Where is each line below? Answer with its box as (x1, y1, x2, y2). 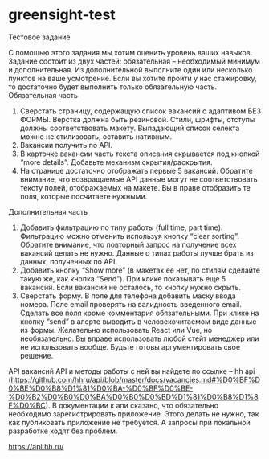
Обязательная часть (8, 90, 79, 100)
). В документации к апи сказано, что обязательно (45, 400, 219, 410)
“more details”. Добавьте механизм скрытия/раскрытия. (19, 157, 213, 166)
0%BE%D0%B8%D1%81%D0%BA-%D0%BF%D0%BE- (8, 383, 194, 393)
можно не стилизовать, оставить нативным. (19, 131, 173, 141)
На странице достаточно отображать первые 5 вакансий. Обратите (19, 166, 253, 175)
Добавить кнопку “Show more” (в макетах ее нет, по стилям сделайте (19, 265, 261, 275)
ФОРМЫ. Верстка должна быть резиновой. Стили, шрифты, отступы (19, 114, 255, 124)
